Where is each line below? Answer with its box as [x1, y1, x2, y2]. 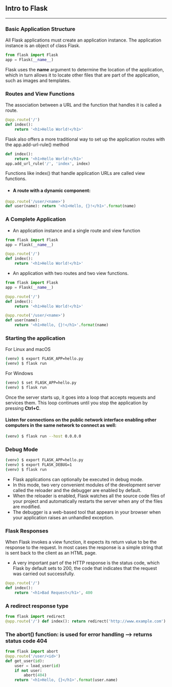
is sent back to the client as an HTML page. [5, 550, 97, 556]
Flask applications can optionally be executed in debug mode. [12, 476, 143, 482]
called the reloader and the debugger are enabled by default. [12, 487, 142, 493]
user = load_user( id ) [14, 663, 60, 669]
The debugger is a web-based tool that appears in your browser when [12, 509, 161, 515]
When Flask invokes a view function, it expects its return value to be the [5, 539, 157, 545]
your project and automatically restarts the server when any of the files [12, 498, 163, 504]
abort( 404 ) [24, 673, 47, 678]
